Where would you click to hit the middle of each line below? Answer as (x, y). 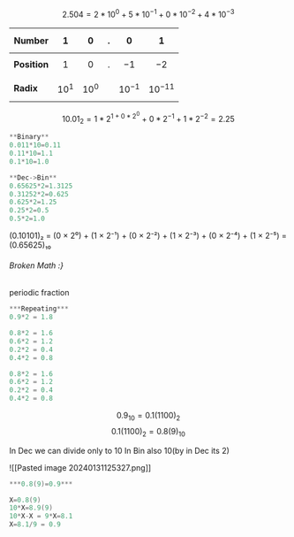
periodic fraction (39, 293)
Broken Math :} (37, 265)
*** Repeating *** (39, 309)
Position (31, 64)
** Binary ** (29, 137)
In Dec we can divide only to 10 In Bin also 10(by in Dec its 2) (119, 450)
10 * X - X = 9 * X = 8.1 (41, 517)
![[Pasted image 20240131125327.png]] (80, 467)
